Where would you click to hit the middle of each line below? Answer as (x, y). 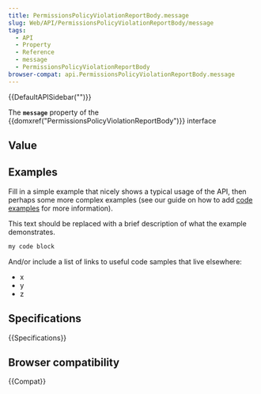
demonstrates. (32, 232)
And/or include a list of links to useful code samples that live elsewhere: (125, 261)
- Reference (35, 52)
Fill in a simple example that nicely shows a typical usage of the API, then (127, 191)
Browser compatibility (64, 362)
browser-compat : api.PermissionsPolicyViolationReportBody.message (122, 74)
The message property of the (53, 112)
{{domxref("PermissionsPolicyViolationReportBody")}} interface (112, 120)
